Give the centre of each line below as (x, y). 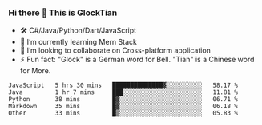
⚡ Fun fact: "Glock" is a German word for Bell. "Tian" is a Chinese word (137, 60)
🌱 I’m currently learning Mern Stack (79, 42)
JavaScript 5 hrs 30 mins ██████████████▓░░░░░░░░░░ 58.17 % (123, 86)
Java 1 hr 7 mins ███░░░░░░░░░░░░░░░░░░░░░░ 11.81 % (123, 92)
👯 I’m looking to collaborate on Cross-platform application (115, 50)
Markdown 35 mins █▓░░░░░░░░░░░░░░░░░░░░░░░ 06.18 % (123, 107)
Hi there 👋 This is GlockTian (63, 13)
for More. (35, 71)
